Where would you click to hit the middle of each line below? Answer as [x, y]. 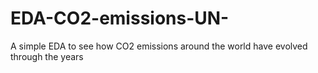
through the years [47, 56]
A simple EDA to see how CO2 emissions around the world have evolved [159, 46]
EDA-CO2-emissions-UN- [120, 18]
